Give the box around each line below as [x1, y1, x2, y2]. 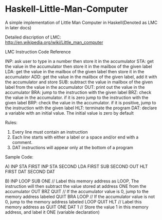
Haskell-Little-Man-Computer [5, 3, 128, 15]
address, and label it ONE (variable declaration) [5, 209, 100, 215]
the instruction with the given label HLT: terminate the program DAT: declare [5, 105, 157, 111]
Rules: [5, 120, 18, 125]
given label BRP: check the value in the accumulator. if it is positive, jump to [5, 100, 157, 105]
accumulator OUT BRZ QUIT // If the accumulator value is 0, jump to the [5, 188, 149, 194]
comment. [12, 139, 33, 145]
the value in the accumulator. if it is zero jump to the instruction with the [5, 94, 148, 100]
